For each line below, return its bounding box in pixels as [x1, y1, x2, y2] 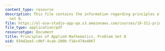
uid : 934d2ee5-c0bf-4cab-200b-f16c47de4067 [5, 39, 96, 44]
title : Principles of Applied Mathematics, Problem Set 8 [5, 34, 126, 39]
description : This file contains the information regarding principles [5, 12, 155, 17]
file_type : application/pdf [5, 25, 63, 30]
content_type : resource [5, 7, 54, 12]
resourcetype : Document [5, 30, 54, 34]
